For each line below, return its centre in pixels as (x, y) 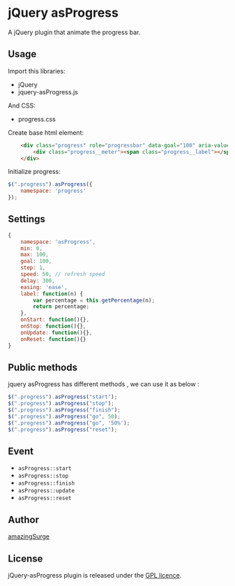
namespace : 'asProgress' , (58, 242)
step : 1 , (33, 268)
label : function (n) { (52, 294)
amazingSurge (29, 536)
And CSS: (22, 105)
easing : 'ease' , (44, 287)
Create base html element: (46, 132)
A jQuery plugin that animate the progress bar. (74, 32)
